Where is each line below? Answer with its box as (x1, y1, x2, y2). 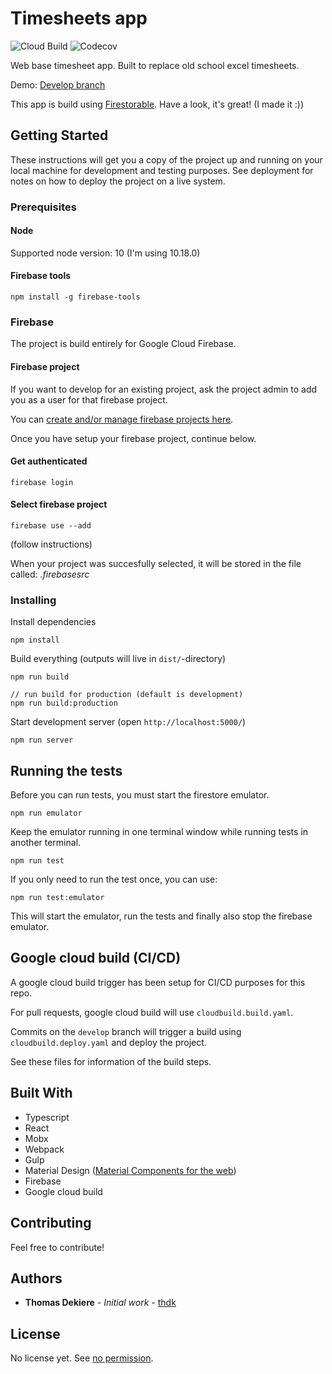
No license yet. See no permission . (10, 1352, 154, 1364)
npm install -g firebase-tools (10, 292, 141, 302)
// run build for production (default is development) (10, 690, 244, 700)
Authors (10, 1270, 63, 1287)
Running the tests (10, 762, 123, 779)
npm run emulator (10, 808, 83, 819)
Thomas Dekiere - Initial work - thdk (24, 1297, 177, 1309)
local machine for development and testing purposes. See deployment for (10, 164, 314, 176)
